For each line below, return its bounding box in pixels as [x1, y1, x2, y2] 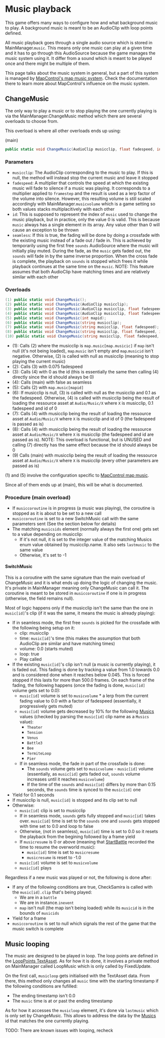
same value [19, 547, 43, 553]
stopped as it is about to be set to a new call [12, 510, 102, 516]
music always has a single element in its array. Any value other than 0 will [12, 222, 160, 227]
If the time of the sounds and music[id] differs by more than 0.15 [27, 781, 156, 787]
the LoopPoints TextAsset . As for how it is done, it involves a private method [5, 958, 160, 964]
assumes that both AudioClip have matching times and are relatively [12, 269, 150, 275]
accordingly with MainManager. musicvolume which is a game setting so [12, 200, 156, 207]
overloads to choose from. [5, 118, 59, 124]
